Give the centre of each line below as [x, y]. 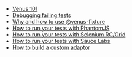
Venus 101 [25, 9]
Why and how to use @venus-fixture [59, 22]
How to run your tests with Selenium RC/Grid [69, 35]
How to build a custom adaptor [51, 47]
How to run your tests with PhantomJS [61, 28]
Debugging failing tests [41, 15]
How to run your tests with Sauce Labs [61, 41]
